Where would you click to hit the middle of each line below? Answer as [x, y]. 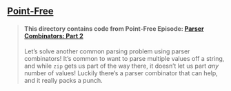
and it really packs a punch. [63, 80]
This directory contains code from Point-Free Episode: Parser [114, 28]
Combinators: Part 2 [54, 36]
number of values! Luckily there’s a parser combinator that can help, [121, 73]
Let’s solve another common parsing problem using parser [107, 51]
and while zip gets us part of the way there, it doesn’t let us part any [121, 66]
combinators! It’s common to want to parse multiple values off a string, [124, 58]
